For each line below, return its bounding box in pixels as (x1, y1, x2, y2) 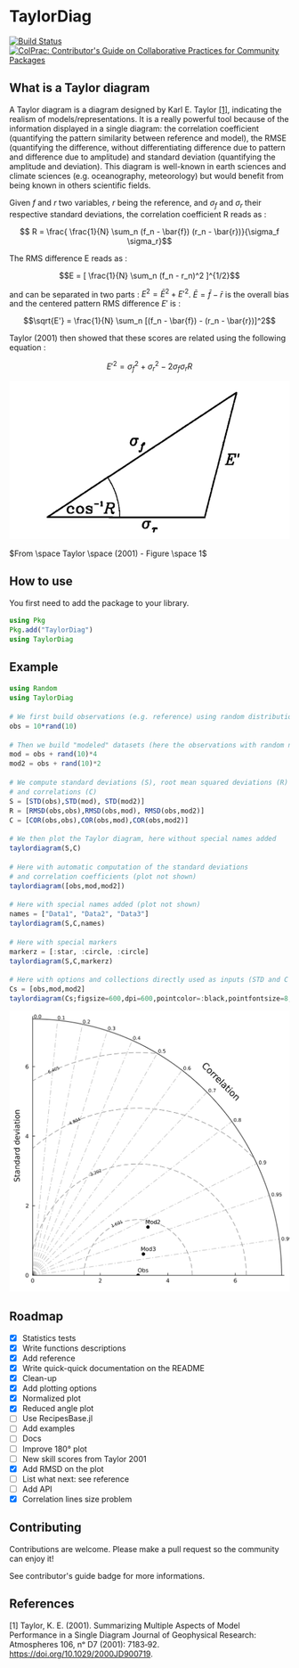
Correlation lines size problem (21, 1493, 133, 1504)
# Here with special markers (9, 937, 117, 946)
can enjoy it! (9, 1553, 54, 1564)
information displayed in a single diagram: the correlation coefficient (9, 123, 260, 134)
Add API (21, 1484, 53, 1494)
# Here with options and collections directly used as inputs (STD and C (9, 976, 289, 985)
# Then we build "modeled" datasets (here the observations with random (9, 740, 285, 749)
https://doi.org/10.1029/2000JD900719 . (9, 1648, 153, 1659)
